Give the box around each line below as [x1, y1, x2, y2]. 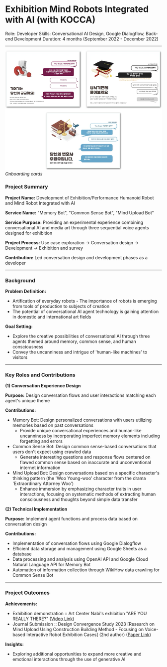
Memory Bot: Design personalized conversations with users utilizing [12, 417, 152, 423]
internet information [19, 465, 61, 471]
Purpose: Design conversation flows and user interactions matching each [5, 392, 156, 398]
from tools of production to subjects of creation [12, 303, 110, 309]
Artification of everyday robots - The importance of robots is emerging [12, 298, 158, 304]
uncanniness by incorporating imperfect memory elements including [19, 433, 160, 439]
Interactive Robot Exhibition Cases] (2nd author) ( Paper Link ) [26, 632, 152, 638]
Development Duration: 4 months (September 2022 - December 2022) [14, 36, 159, 42]
